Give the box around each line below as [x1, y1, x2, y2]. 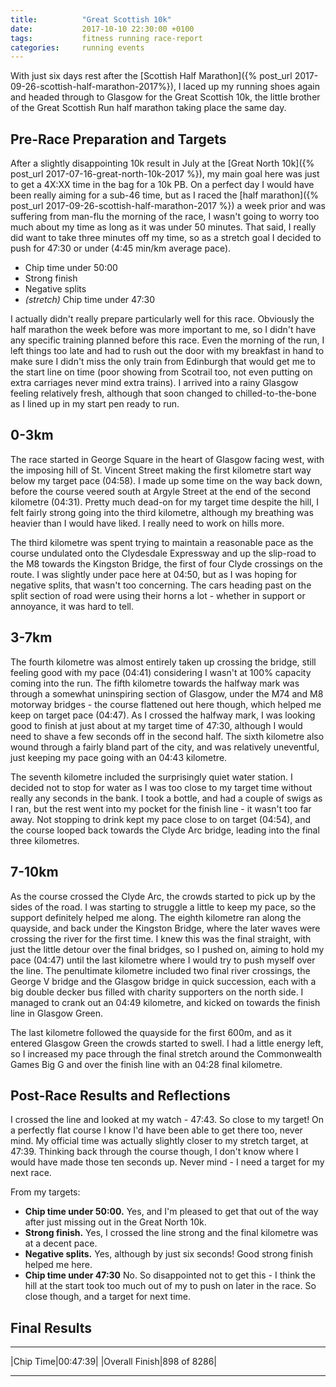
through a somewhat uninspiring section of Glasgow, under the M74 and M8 [10, 687, 324, 700]
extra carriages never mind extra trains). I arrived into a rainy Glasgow [10, 377, 299, 389]
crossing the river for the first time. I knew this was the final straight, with [10, 932, 312, 945]
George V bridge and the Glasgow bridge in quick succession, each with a [10, 975, 317, 987]
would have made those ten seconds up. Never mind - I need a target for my [10, 1156, 325, 1168]
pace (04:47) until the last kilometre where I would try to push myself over [10, 954, 316, 966]
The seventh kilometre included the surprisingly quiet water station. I [10, 771, 293, 783]
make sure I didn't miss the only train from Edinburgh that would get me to [10, 356, 316, 368]
